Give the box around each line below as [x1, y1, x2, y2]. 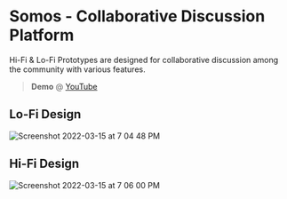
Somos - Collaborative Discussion [9, 6, 266, 27]
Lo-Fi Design [9, 107, 82, 122]
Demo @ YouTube [30, 81, 98, 92]
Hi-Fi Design [9, 156, 80, 171]
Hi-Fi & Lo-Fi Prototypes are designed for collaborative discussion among [9, 54, 279, 65]
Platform [9, 25, 75, 45]
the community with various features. [9, 64, 146, 75]
